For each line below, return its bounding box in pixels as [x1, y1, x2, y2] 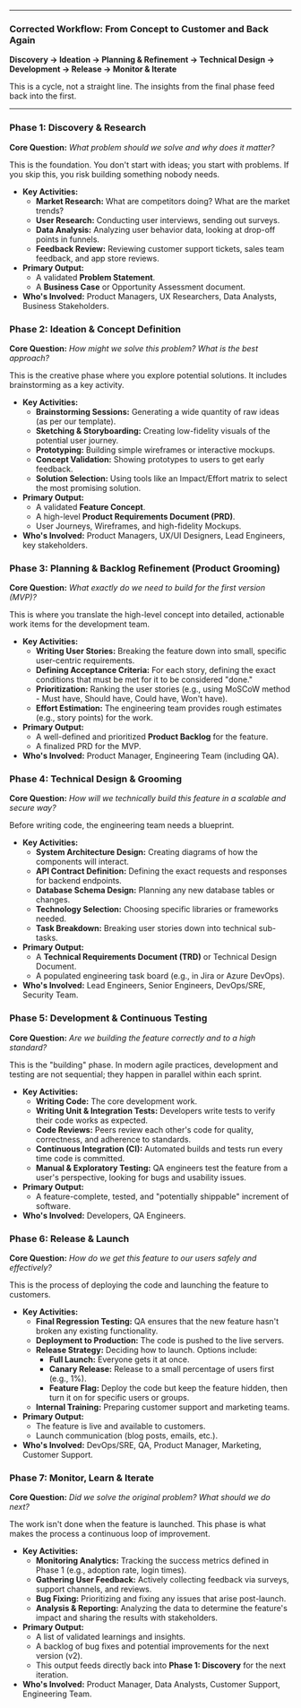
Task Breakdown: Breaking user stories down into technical [35, 923, 257, 934]
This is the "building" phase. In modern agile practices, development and [9, 1059, 279, 1070]
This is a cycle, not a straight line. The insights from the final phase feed [9, 82, 275, 92]
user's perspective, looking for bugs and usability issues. [35, 1171, 246, 1183]
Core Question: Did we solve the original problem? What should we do [9, 1492, 271, 1503]
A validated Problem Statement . [35, 272, 156, 282]
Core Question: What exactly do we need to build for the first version [9, 582, 266, 593]
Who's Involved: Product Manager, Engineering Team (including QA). [21, 750, 279, 762]
